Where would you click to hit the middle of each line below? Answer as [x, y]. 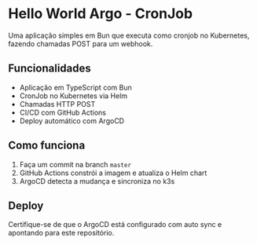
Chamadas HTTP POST [57, 104]
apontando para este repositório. [61, 233]
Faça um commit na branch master [75, 164]
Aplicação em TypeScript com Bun [75, 87]
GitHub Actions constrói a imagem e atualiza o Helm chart [113, 173]
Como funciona [47, 146]
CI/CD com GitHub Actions [62, 112]
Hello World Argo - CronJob [101, 14]
